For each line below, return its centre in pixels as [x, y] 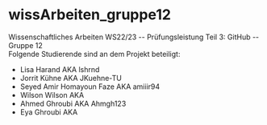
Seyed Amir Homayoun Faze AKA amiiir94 [90, 87]
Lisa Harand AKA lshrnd [60, 69]
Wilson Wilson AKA [52, 95]
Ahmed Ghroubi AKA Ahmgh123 [73, 103]
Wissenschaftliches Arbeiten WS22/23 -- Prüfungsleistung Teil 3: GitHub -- [134, 37]
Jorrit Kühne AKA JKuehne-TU [71, 78]
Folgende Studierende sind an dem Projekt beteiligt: [94, 54]
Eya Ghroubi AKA [49, 112]
